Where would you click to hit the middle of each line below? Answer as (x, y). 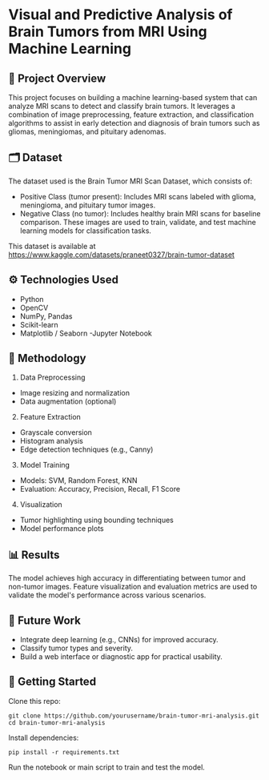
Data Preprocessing (52, 377)
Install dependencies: (44, 738)
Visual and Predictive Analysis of (120, 15)
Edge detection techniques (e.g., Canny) (86, 449)
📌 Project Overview (57, 78)
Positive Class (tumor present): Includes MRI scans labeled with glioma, (138, 196)
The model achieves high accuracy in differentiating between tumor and (127, 578)
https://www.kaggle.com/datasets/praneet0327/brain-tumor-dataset (121, 255)
